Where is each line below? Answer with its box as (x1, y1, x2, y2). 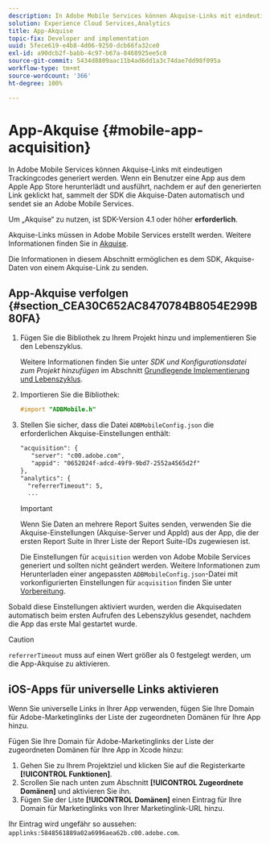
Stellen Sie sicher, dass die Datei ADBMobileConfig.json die (19, 420, 215, 430)
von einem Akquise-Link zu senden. (29, 263, 149, 272)
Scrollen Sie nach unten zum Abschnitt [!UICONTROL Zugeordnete (19, 778, 243, 788)
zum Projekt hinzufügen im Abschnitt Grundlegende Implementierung (19, 366, 251, 376)
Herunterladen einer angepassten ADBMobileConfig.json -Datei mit (19, 569, 239, 579)
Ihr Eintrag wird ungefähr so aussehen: (8, 819, 137, 829)
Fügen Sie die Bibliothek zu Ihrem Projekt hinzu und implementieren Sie (19, 333, 257, 343)
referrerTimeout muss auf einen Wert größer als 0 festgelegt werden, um (8, 651, 252, 660)
